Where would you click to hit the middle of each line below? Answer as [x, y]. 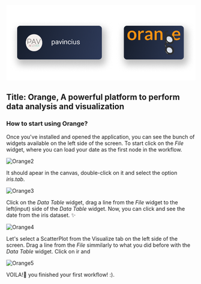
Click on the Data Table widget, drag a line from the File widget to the [92, 202]
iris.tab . [16, 179]
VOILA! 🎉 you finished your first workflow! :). [61, 274]
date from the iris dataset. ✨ [41, 215]
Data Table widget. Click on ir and [48, 251]
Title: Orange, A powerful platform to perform [93, 97]
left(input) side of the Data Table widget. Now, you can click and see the [96, 209]
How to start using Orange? [47, 123]
